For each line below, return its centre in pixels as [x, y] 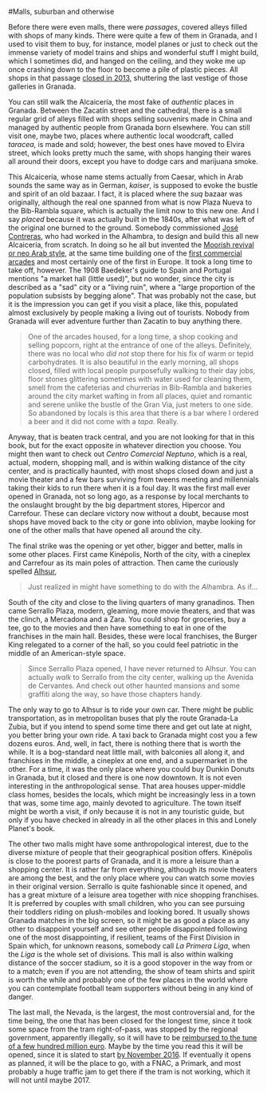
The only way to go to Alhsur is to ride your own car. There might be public [131, 709]
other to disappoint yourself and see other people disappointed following [128, 929]
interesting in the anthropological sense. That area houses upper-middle [127, 786]
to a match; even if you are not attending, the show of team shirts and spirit [132, 971]
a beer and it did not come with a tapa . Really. [103, 421]
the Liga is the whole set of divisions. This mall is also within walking [121, 954]
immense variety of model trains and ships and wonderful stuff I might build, [133, 52]
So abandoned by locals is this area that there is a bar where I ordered [143, 413]
